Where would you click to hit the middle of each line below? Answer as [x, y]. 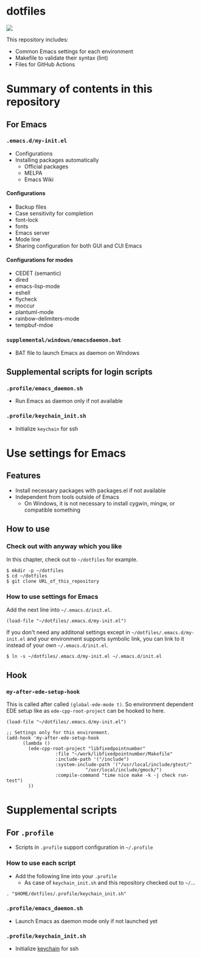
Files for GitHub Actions [45, 64]
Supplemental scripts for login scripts [79, 372]
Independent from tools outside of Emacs [67, 497]
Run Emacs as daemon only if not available [69, 401]
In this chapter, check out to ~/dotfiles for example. [72, 560]
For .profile [30, 833]
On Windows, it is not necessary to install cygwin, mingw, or [100, 503]
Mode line [28, 240]
